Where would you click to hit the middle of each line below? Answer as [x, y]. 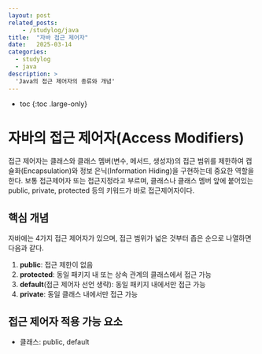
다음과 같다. [26, 248]
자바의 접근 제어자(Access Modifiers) [126, 138]
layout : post [30, 15]
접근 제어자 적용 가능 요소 [66, 321]
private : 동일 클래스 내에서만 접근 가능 [79, 294]
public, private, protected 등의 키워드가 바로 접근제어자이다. [101, 190]
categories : [28, 52]
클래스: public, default [54, 342]
